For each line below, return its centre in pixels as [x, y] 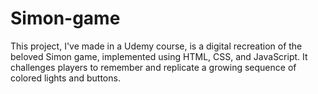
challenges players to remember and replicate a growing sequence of [153, 67]
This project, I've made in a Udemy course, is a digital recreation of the [156, 46]
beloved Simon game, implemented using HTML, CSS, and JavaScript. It [159, 56]
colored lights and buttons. [65, 78]
